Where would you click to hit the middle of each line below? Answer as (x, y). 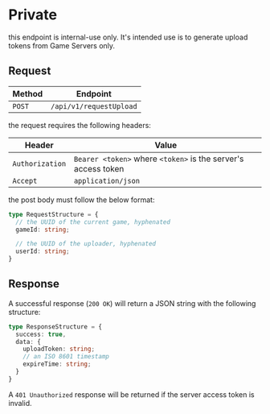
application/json (107, 180)
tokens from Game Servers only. (61, 45)
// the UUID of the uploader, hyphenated (86, 244)
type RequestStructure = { (53, 214)
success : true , (41, 334)
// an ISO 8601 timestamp (66, 357)
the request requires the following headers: (80, 125)
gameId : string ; (43, 230)
